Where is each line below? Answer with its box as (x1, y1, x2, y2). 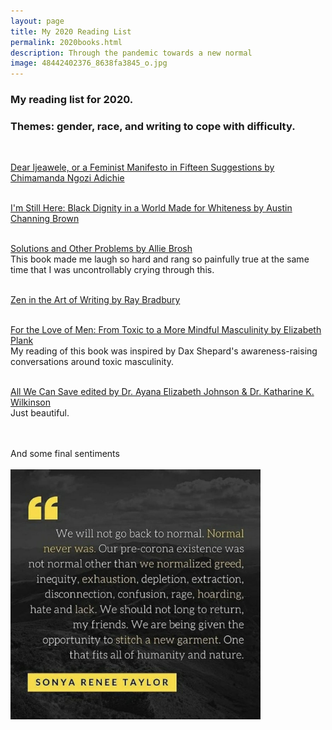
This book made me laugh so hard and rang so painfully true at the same (10, 253, 310, 265)
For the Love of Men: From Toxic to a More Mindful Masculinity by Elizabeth (10, 324, 322, 336)
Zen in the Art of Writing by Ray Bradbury (10, 294, 181, 306)
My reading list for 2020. (10, 93, 134, 107)
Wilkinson (10, 396, 51, 409)
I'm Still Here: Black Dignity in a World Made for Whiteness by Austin (10, 202, 293, 214)
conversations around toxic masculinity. (10, 356, 174, 368)
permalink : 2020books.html (10, 37, 123, 47)
